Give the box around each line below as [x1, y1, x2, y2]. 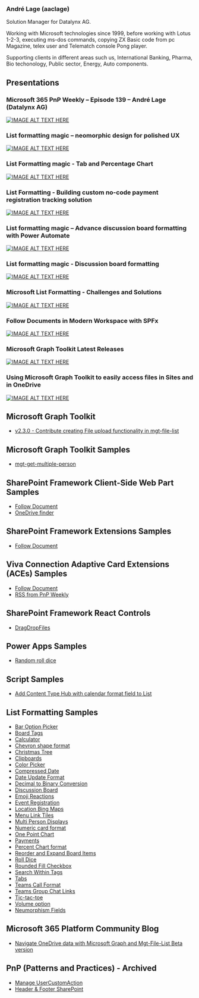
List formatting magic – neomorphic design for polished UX [6, 131, 180, 139]
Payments [14, 837, 40, 844]
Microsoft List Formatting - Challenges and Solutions [6, 288, 162, 297]
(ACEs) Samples [6, 569, 67, 579]
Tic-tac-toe [14, 894, 43, 901]
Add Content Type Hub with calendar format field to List [14, 690, 152, 697]
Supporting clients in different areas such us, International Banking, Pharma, [6, 54, 193, 61]
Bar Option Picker [14, 723, 58, 730]
